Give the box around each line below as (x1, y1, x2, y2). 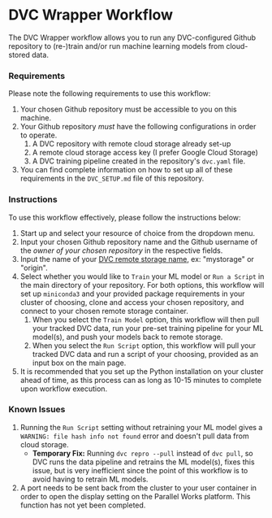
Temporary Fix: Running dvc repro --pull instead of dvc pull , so (32, 448, 253, 458)
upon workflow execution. (19, 384, 108, 394)
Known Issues (8, 404, 66, 416)
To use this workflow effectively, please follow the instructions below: (8, 212, 241, 222)
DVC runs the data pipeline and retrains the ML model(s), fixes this (32, 457, 255, 467)
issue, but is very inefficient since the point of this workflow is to (32, 465, 248, 475)
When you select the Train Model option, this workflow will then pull (32, 315, 260, 324)
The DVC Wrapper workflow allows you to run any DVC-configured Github (8, 33, 257, 42)
